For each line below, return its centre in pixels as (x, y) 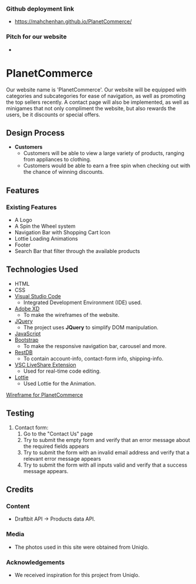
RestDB (23, 352)
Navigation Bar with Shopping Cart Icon (62, 232)
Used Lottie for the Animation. (60, 383)
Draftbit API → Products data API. (55, 519)
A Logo (23, 220)
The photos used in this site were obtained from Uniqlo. (82, 547)
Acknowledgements (36, 562)
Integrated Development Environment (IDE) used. (82, 302)
